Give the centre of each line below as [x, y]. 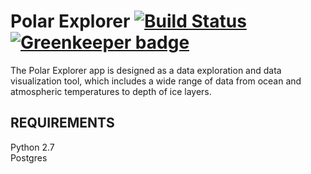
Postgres [29, 157]
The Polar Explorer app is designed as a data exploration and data [146, 70]
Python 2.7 [32, 147]
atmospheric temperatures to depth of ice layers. [111, 91]
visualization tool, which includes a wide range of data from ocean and [156, 81]
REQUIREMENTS [62, 123]
